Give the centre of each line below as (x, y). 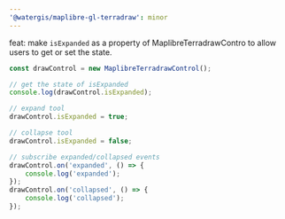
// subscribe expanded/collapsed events (85, 157)
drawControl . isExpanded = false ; (71, 141)
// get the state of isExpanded (69, 84)
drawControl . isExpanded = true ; (69, 117)
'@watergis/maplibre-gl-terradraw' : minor (89, 17)
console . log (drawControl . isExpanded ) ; (81, 93)
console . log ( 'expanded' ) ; (73, 174)
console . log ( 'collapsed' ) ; (75, 199)
